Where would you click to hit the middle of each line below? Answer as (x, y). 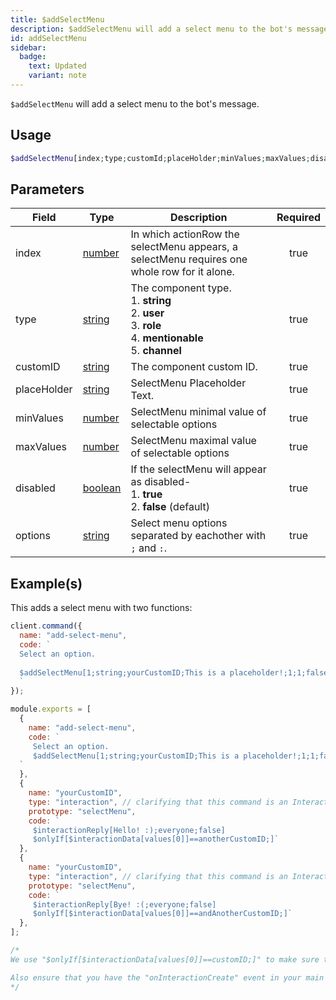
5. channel (156, 351)
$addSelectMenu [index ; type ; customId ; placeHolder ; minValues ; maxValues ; (160, 158)
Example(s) (46, 583)
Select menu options (179, 523)
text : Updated (57, 66)
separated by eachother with (198, 536)
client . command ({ (46, 626)
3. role (146, 326)
